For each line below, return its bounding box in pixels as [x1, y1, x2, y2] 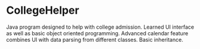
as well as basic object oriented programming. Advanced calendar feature [6, 29, 189, 36]
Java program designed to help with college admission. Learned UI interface [6, 23, 195, 30]
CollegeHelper [6, 4, 79, 17]
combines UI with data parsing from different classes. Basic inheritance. [6, 36, 183, 43]
